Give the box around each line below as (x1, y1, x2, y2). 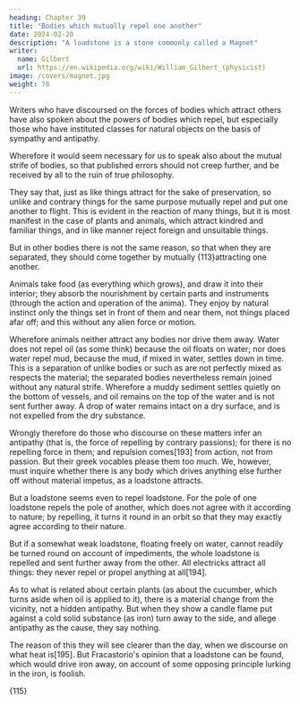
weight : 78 (9, 80, 50, 89)
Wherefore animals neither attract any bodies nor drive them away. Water (9, 333, 280, 345)
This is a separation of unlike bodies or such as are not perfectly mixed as (9, 362, 282, 373)
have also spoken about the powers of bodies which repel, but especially (9, 114, 279, 124)
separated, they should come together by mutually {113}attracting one (9, 252, 267, 262)
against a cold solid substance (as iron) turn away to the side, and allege (9, 613, 277, 623)
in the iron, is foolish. (9, 668, 87, 679)
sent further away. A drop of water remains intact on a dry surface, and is (9, 400, 280, 411)
